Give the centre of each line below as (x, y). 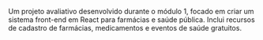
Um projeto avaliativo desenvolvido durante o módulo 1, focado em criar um (131, 11)
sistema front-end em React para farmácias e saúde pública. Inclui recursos (131, 20)
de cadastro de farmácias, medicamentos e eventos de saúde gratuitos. (125, 28)
